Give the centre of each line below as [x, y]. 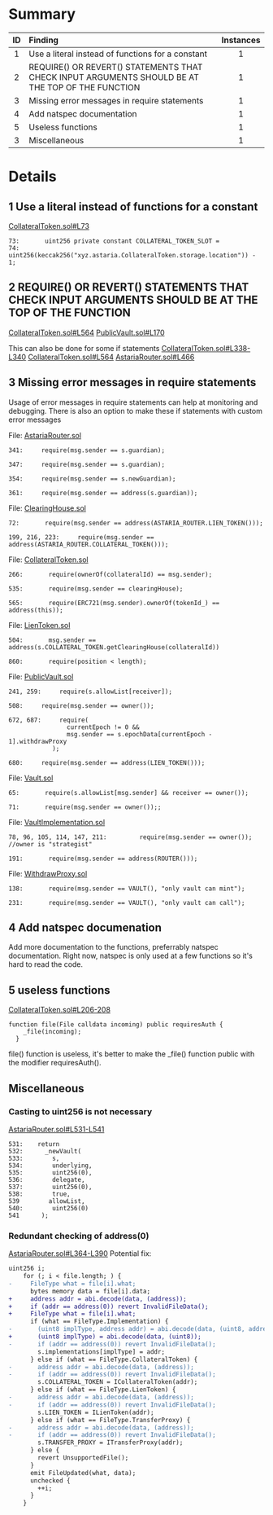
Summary [42, 14]
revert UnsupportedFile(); [83, 1458]
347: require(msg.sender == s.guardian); [87, 464]
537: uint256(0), [50, 1187]
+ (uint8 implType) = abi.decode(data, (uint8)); [105, 1337]
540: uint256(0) [49, 1208]
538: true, [39, 1194]
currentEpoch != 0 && [103, 727]
